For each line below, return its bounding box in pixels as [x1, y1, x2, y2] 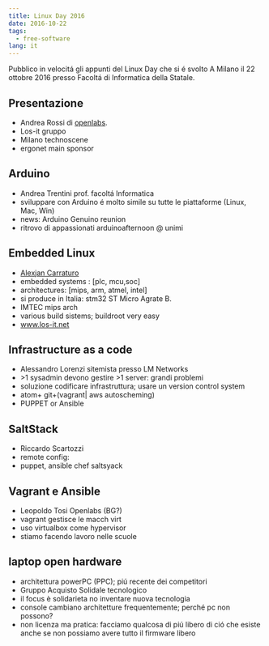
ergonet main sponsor [19, 143, 95, 153]
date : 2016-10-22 [8, 19, 67, 28]
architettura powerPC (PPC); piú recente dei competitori [19, 576, 208, 586]
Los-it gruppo [19, 126, 66, 136]
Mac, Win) [19, 206, 55, 215]
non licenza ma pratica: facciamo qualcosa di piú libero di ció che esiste [19, 619, 261, 629]
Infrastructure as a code [8, 342, 133, 356]
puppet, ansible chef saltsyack [19, 461, 123, 470]
